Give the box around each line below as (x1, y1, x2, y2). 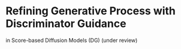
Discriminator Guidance (5, 17, 126, 30)
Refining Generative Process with (5, 4, 176, 18)
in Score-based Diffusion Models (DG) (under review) (5, 36, 138, 44)
